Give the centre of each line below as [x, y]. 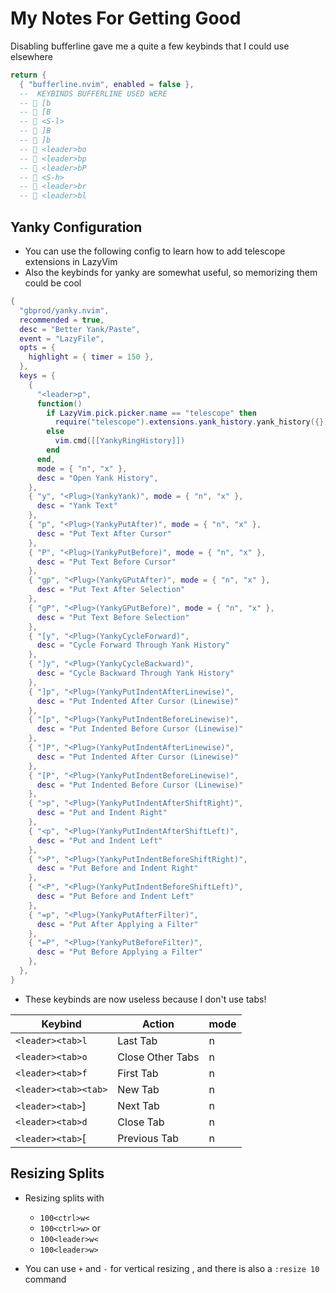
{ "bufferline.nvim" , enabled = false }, [107, 84]
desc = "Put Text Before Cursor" [106, 562]
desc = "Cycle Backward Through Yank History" [135, 673]
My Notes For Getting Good [126, 18]
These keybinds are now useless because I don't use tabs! [145, 999]
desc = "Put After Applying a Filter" [117, 924]
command [45, 1279]
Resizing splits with [64, 1198]
